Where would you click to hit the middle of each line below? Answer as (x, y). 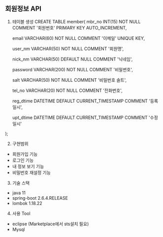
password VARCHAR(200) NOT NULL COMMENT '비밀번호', (72, 69)
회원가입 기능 (25, 154)
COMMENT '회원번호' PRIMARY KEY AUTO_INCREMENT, (69, 28)
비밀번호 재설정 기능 (31, 172)
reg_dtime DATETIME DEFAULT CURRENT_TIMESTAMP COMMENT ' (81, 101)
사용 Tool (21, 213)
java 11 (19, 193)
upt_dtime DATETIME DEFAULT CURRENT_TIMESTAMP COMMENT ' (81, 118)
